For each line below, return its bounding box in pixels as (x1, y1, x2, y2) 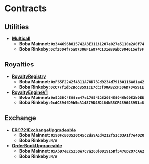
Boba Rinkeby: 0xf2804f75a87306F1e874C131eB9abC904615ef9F (19, 46, 144, 52)
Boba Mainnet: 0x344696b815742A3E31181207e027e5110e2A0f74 (19, 41, 145, 47)
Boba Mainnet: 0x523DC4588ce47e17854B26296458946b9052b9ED (19, 94, 145, 100)
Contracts (4, 3, 47, 14)
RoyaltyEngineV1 (11, 89, 48, 95)
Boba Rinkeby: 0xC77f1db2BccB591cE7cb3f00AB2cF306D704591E (19, 84, 144, 90)
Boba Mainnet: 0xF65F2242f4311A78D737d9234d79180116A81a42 (19, 78, 145, 84)
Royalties (4, 60, 34, 69)
